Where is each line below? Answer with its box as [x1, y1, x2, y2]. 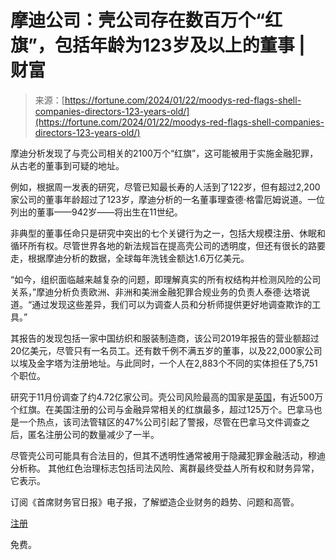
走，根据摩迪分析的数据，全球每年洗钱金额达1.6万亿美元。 [10, 252, 250, 264]
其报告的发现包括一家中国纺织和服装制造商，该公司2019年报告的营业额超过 [10, 332, 320, 344]
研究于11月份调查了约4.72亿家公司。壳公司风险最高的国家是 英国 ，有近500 [10, 391, 315, 403]
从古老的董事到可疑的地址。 [10, 159, 125, 171]
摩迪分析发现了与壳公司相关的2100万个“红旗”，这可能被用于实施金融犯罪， [10, 147, 319, 159]
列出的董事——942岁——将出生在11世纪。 [10, 206, 183, 218]
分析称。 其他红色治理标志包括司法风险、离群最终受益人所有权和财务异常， [10, 462, 320, 474]
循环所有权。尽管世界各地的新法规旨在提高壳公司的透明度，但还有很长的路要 [10, 239, 326, 251]
